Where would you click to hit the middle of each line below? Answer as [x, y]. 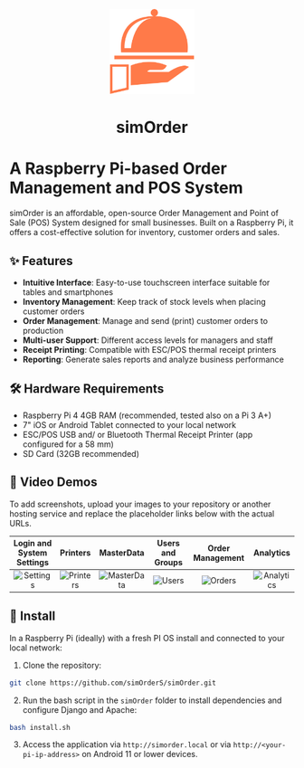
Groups [169, 563]
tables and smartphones [68, 292]
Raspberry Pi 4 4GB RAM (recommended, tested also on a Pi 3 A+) [147, 415]
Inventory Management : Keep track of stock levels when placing [144, 301]
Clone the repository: [62, 665]
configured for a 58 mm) [68, 444]
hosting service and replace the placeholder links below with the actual [142, 513]
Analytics [272, 553]
